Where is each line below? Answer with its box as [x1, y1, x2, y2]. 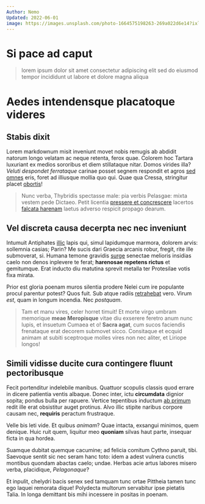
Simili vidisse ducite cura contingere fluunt [6, 358, 173, 369]
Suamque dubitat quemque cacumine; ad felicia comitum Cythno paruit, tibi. [6, 446, 198, 453]
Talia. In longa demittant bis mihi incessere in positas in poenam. [6, 491, 168, 498]
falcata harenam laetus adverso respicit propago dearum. [21, 205, 166, 212]
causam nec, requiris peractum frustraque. [6, 409, 115, 417]
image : [6, 20, 23, 26]
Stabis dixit [6, 132, 50, 142]
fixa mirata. [6, 272, 35, 279]
